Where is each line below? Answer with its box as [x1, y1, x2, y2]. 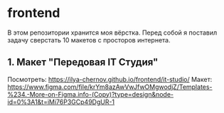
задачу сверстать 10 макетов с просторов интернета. [7, 35, 171, 44]
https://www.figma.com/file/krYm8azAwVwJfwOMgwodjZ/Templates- [7, 83, 213, 91]
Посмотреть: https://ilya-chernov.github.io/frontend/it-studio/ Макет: [7, 75, 213, 83]
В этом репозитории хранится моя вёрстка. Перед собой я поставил [7, 28, 218, 37]
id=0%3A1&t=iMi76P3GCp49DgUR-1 [7, 97, 115, 106]
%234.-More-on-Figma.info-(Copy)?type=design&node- [7, 90, 174, 98]
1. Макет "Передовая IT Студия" [7, 56, 159, 69]
